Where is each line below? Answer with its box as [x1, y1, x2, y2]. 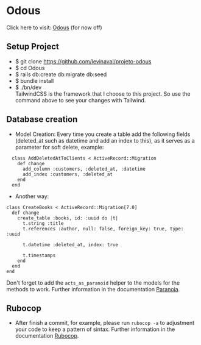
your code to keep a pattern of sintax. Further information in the [15, 325, 175, 333]
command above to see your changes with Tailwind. [15, 96, 146, 104]
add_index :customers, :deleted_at [22, 171, 113, 177]
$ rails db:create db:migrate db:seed [15, 71, 107, 78]
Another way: [15, 193, 49, 200]
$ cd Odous [15, 64, 45, 71]
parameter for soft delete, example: [15, 143, 104, 151]
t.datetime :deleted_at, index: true [22, 241, 119, 247]
